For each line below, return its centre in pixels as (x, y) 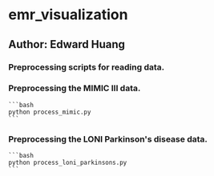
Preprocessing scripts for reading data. (87, 67)
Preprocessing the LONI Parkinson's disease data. (108, 139)
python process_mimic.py (50, 112)
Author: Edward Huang (67, 44)
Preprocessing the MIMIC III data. (75, 88)
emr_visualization (68, 15)
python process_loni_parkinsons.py (68, 163)
